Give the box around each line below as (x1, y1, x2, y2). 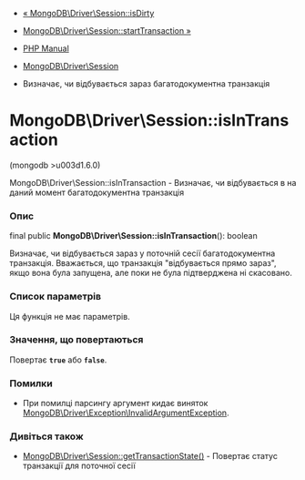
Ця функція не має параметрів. (9, 311, 130, 322)
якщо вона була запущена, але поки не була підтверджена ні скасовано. (9, 268, 293, 279)
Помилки (9, 377, 53, 390)
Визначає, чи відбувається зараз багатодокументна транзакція (22, 78, 270, 89)
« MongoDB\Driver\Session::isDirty (22, 8, 155, 18)
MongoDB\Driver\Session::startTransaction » (22, 26, 191, 36)
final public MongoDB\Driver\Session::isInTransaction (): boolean (9, 230, 258, 241)
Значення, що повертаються (9, 333, 144, 346)
